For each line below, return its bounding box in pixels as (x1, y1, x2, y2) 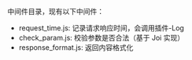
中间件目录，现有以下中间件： (7, 7, 104, 16)
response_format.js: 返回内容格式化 (18, 43, 134, 52)
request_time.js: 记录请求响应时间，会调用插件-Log (18, 23, 184, 33)
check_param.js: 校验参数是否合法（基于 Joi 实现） (18, 34, 185, 42)
